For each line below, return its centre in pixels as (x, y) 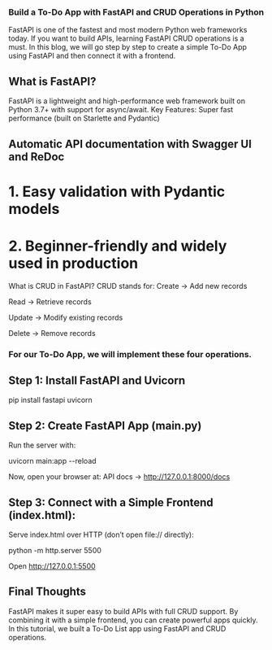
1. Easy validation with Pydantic (117, 192)
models (34, 209)
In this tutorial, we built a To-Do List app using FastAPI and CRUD (117, 628)
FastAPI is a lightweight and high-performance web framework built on (127, 101)
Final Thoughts (47, 592)
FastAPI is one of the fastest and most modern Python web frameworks (128, 30)
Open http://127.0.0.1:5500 (52, 566)
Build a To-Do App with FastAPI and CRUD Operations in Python (136, 12)
